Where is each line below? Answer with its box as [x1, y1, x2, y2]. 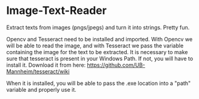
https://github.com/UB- [87, 61, 146, 69]
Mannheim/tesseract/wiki [6, 67, 70, 75]
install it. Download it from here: [6, 61, 86, 69]
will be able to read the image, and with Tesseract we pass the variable [6, 42, 184, 49]
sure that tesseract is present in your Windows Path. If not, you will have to [6, 55, 194, 62]
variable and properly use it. [6, 86, 77, 93]
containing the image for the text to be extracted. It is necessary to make [6, 48, 188, 55]
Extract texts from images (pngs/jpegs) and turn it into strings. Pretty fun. [6, 24, 190, 31]
